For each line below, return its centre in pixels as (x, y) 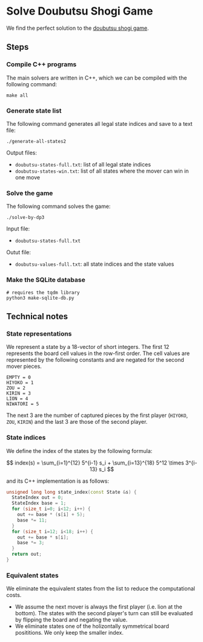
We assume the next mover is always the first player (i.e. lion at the (99, 607)
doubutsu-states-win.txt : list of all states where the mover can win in (102, 171)
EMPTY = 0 (19, 378)
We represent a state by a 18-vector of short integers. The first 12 (88, 347)
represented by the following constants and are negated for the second (95, 360)
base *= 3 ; (31, 543)
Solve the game (30, 193)
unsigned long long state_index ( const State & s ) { (72, 492)
